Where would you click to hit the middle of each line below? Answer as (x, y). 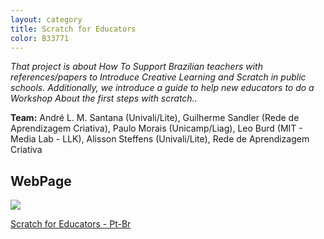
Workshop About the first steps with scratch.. (104, 98)
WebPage (41, 181)
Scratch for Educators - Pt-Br (71, 224)
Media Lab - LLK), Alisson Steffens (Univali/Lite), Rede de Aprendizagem (160, 139)
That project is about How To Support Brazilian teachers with (136, 67)
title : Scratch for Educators (73, 29)
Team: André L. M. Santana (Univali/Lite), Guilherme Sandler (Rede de (155, 118)
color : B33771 (40, 38)
